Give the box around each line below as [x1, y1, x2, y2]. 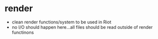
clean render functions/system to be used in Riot [11, 19, 111, 25]
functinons [11, 29, 34, 35]
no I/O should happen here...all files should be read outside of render [11, 24, 153, 30]
